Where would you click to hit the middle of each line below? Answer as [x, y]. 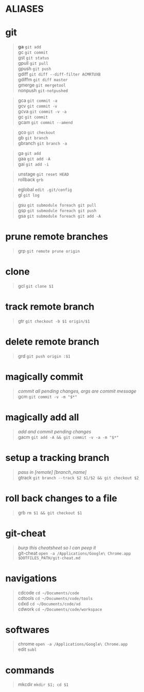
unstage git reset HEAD [43, 174]
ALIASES [24, 9]
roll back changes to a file [61, 498]
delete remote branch [52, 342]
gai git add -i [33, 164]
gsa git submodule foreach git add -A [59, 216]
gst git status [33, 58]
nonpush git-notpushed [43, 91]
